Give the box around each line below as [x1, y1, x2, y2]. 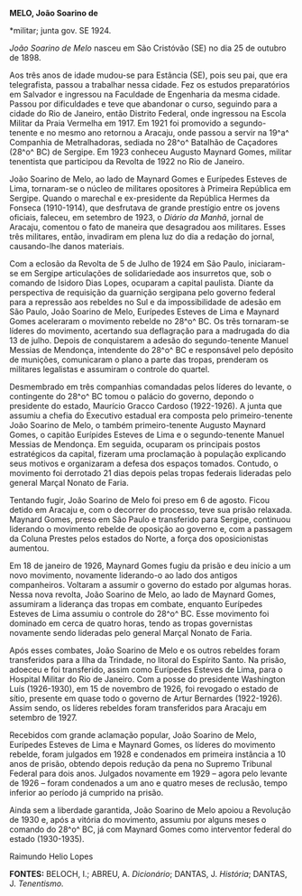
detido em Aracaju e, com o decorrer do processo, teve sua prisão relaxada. [9, 505, 293, 515]
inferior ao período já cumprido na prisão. [9, 788, 164, 798]
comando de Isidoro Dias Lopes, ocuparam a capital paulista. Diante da [9, 277, 274, 288]
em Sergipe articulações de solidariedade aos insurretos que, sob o [20, 268, 272, 278]
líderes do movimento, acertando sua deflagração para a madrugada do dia [9, 325, 290, 336]
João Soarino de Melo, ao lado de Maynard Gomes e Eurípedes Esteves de [9, 173, 288, 184]
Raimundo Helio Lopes [9, 851, 94, 862]
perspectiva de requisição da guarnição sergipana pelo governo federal [9, 287, 276, 297]
